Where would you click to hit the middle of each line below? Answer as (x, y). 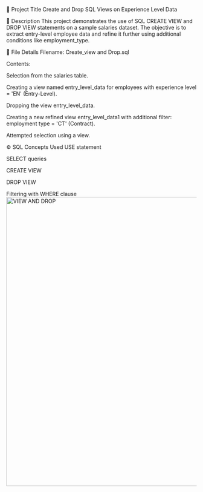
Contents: (18, 64)
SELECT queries (27, 159)
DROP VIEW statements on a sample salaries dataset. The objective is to (96, 28)
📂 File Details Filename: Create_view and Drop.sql (68, 52)
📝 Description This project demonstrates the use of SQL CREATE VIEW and (100, 21)
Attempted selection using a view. (48, 135)
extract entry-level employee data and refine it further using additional (94, 34)
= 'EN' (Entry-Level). (32, 93)
